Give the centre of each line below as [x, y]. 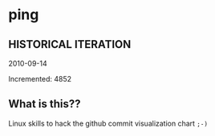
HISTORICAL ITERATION [70, 44]
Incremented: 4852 [40, 79]
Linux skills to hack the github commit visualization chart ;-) [108, 123]
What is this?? [45, 104]
